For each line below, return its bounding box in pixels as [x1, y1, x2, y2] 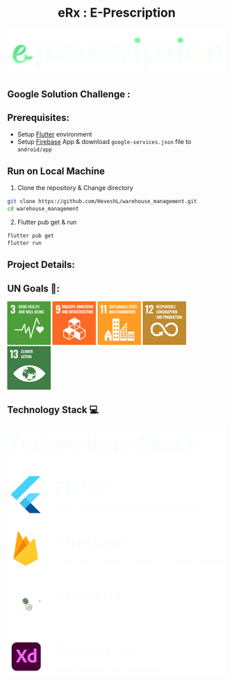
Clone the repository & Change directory [17, 184, 133, 192]
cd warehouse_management [7, 205, 79, 213]
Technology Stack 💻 [7, 404, 99, 416]
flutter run [7, 239, 42, 246]
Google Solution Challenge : [7, 88, 131, 100]
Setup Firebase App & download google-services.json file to [17, 138, 192, 146]
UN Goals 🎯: [7, 282, 60, 294]
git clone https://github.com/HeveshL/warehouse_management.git [7, 198, 197, 205]
